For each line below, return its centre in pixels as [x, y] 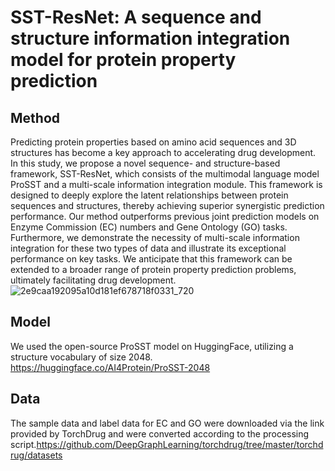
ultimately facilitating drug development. [93, 280]
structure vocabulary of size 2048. [81, 357]
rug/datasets [36, 455]
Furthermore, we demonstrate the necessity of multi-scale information [155, 237]
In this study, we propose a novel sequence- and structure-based [145, 163]
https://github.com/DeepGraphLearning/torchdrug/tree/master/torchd [180, 444]
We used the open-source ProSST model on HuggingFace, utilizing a [152, 346]
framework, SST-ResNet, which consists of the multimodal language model [165, 174]
